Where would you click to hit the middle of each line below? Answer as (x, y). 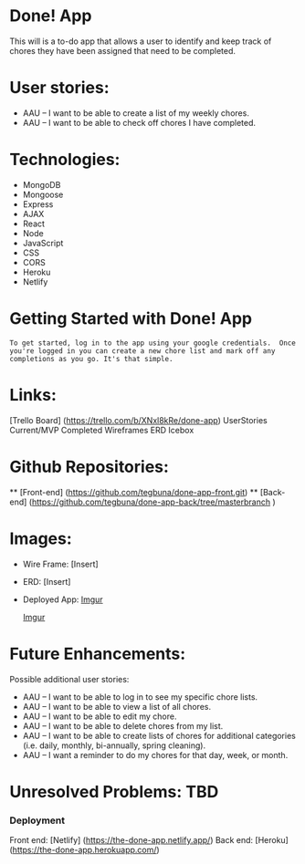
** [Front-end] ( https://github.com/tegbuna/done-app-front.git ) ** (134, 492)
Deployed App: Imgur (63, 599)
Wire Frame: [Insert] (60, 564)
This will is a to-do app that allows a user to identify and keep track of (141, 41)
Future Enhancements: (98, 654)
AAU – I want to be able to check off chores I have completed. (139, 122)
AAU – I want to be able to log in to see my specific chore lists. (140, 697)
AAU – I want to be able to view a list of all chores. (117, 706)
